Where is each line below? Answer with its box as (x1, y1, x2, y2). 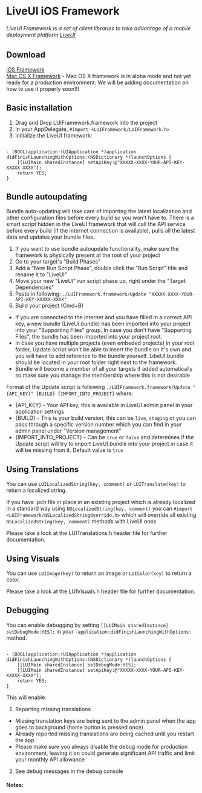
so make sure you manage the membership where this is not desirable (15, 371, 191, 379)
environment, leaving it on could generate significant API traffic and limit (15, 749, 195, 757)
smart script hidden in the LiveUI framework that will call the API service (6, 221, 186, 228)
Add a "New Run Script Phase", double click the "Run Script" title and (15, 265, 188, 272)
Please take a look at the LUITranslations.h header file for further (6, 529, 168, 537)
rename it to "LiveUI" (15, 271, 68, 278)
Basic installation (6, 103, 73, 113)
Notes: (6, 781, 24, 789)
